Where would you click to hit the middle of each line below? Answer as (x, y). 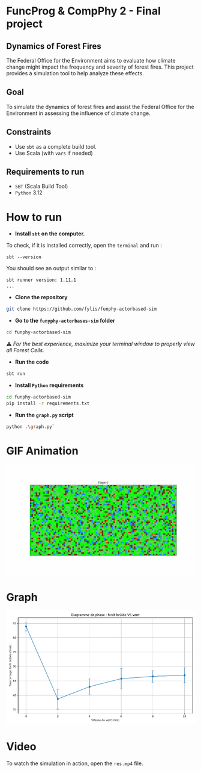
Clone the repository (41, 297)
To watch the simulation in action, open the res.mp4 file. (75, 763)
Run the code (32, 362)
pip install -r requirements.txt (48, 403)
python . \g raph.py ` (31, 427)
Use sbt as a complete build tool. (56, 146)
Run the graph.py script (44, 415)
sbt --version (24, 257)
